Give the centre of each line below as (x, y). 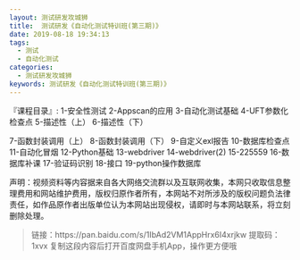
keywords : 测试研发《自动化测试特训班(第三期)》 (90, 84)
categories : (31, 68)
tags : (19, 42)
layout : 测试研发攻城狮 (49, 17)
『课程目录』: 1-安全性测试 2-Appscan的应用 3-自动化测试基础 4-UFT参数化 (149, 110)
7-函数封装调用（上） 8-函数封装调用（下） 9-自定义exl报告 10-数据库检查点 (150, 140)
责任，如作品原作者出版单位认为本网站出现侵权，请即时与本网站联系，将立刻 (150, 204)
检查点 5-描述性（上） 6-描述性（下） (79, 122)
